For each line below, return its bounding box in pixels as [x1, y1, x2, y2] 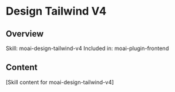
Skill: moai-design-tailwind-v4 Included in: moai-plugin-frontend [6, 44, 169, 52]
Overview [6, 29, 44, 39]
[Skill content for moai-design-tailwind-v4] [6, 78, 114, 86]
